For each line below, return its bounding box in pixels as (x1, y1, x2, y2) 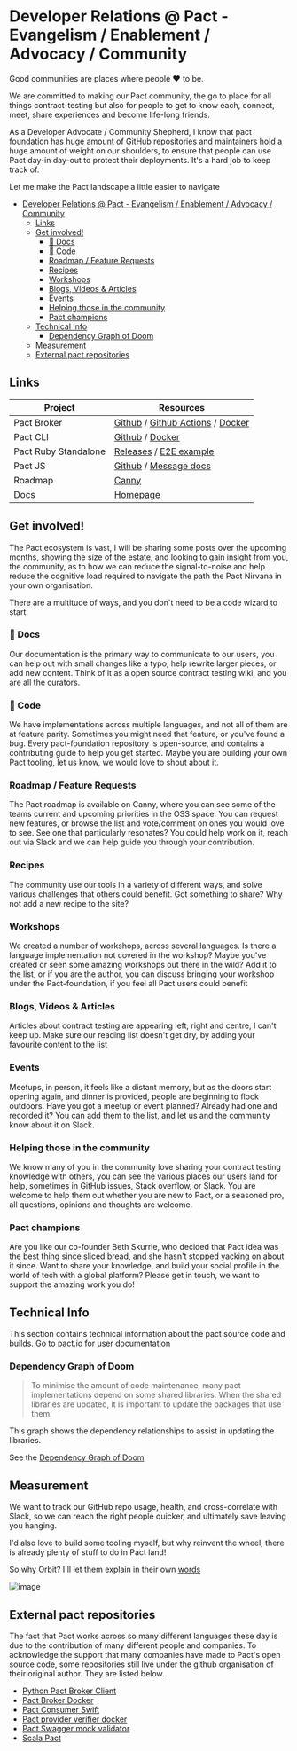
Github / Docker (113, 430, 180, 443)
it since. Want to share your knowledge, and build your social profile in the (9, 1260, 280, 1271)
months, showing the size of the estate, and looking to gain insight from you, (9, 552, 289, 562)
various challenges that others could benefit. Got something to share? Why (9, 889, 283, 899)
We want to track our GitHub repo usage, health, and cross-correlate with (9, 1502, 277, 1512)
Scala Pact (21, 1732, 62, 1743)
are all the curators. (9, 677, 81, 687)
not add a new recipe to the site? (9, 898, 129, 908)
